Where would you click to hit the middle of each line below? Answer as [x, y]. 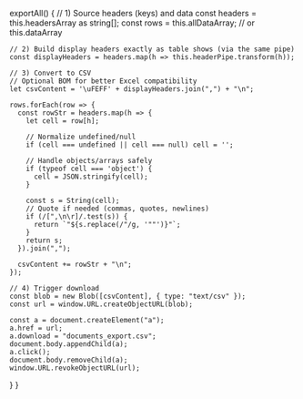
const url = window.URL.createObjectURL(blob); [101, 304]
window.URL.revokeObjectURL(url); [75, 368]
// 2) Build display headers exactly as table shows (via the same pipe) [152, 49]
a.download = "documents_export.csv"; [83, 336]
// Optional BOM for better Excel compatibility [103, 81]
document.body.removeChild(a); [69, 360]
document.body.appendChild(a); [69, 344]
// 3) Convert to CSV [50, 73]
